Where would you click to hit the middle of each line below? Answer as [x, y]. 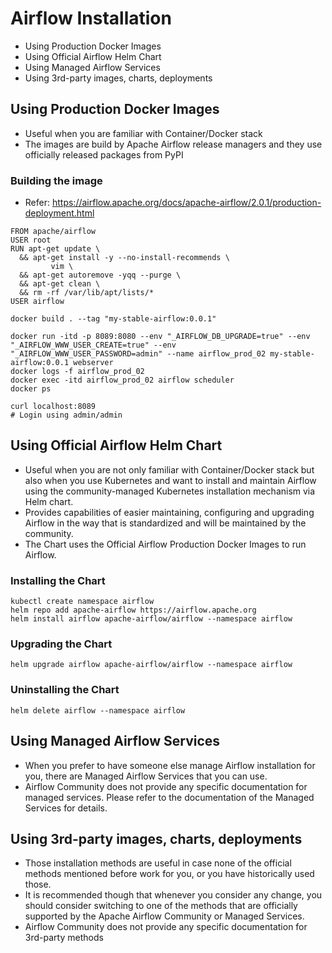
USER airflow [37, 302]
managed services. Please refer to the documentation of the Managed [169, 797]
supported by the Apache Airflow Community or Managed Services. [164, 916]
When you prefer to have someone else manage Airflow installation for [170, 765]
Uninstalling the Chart [65, 690]
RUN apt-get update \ [55, 249]
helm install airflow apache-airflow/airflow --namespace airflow [151, 619]
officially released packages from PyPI [104, 154]
